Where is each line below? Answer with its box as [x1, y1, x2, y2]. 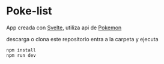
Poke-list [6, 4, 52, 18]
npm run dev [6, 52, 36, 58]
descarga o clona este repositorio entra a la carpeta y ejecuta [6, 35, 159, 42]
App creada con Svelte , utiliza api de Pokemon [6, 24, 122, 31]
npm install [6, 47, 36, 53]
